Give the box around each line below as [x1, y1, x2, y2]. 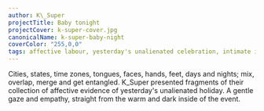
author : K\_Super [8, 11, 65, 20]
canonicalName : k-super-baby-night [8, 33, 125, 41]
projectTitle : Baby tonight [8, 19, 101, 27]
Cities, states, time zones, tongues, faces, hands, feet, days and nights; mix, [8, 70, 255, 78]
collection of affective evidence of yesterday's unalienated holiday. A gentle [8, 86, 254, 95]
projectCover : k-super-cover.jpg [8, 26, 118, 34]
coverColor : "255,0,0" [8, 41, 82, 48]
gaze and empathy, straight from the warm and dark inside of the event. [8, 95, 241, 103]
